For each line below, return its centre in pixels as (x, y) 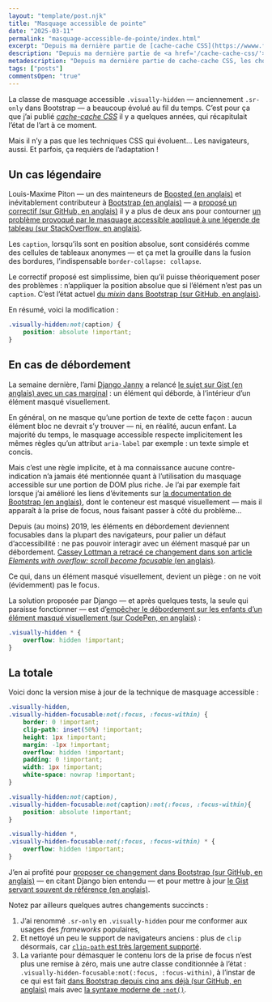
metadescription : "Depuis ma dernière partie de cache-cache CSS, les (130, 62)
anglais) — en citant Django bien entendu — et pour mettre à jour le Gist (128, 881)
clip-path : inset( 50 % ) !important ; (83, 729)
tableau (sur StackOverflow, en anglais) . (75, 228)
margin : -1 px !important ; (67, 745)
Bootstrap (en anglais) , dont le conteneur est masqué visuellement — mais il (135, 502)
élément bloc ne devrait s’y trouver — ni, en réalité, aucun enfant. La (123, 426)
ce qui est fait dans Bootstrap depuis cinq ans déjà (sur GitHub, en (131, 981)
